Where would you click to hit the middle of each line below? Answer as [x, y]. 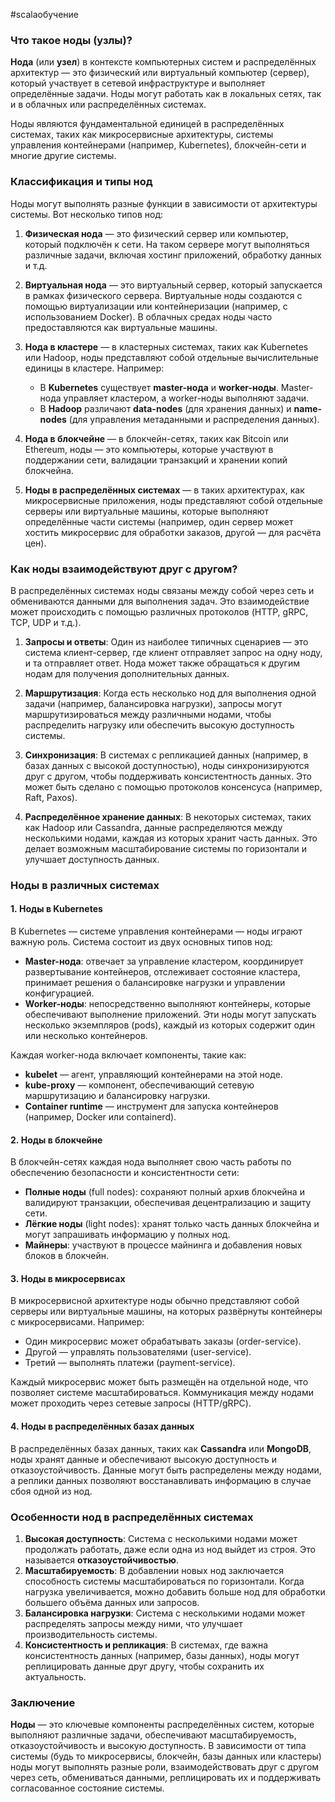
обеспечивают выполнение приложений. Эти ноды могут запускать [170, 1015]
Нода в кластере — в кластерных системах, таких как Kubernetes [166, 346]
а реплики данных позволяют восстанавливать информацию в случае [161, 1480]
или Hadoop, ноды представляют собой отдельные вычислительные [171, 357]
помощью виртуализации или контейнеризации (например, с [156, 306]
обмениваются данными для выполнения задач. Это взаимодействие [160, 601]
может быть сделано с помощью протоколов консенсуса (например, [173, 786]
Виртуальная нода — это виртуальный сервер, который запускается [173, 285]
